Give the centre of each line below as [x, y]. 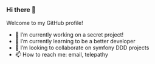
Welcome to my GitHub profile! [45, 23]
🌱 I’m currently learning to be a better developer [75, 41]
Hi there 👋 [21, 10]
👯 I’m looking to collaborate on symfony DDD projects [82, 48]
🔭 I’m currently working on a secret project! [69, 35]
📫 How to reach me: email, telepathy [61, 55]
